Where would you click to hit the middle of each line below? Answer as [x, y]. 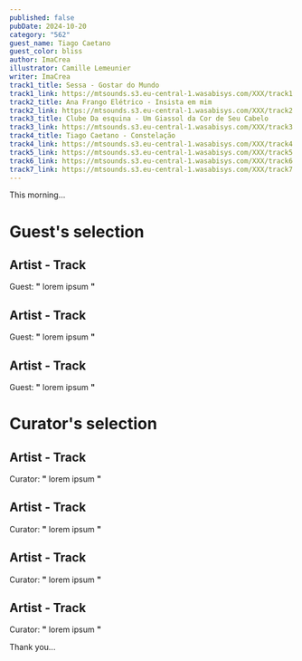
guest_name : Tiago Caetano [60, 43]
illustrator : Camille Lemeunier [70, 69]
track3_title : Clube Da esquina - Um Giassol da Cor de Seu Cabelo [139, 119]
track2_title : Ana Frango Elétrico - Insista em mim [111, 102]
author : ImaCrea [40, 60]
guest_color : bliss [46, 52]
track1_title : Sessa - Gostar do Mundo [85, 85]
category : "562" [40, 34]
